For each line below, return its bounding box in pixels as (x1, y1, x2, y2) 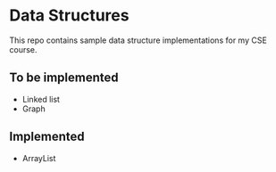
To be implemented (9, 70, 119, 86)
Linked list (21, 94, 61, 104)
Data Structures (9, 5, 130, 26)
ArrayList (21, 152, 56, 163)
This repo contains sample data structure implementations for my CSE (9, 35, 268, 45)
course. (9, 44, 38, 54)
